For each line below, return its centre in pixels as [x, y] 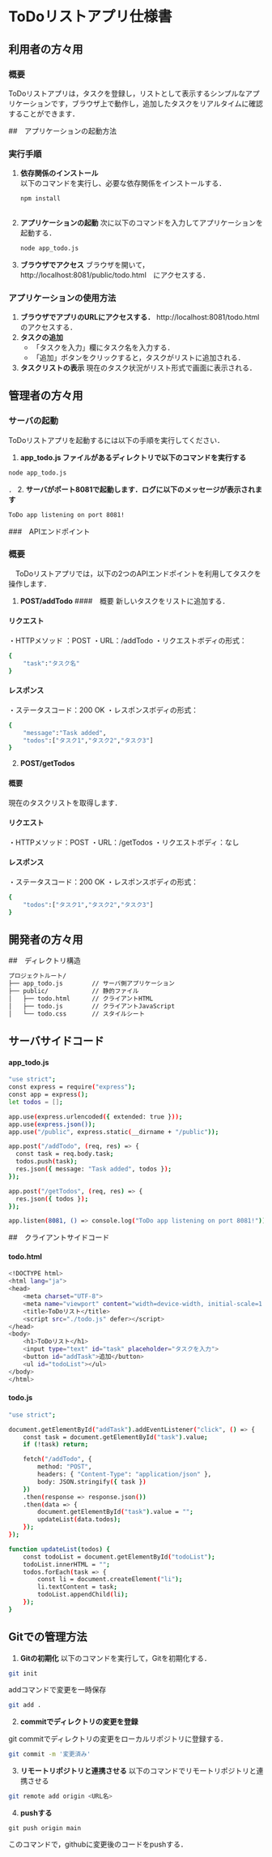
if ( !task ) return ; [56, 1445]
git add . [25, 1705]
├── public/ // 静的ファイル [74, 991]
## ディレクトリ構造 [45, 961]
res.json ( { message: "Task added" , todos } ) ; [94, 1169]
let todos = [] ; [36, 1102]
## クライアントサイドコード [59, 1237]
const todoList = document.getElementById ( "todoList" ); [119, 1557]
